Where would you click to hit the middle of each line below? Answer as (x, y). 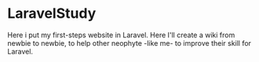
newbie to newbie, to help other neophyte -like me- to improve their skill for (129, 43)
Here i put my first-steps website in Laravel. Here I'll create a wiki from (121, 35)
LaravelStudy (52, 14)
